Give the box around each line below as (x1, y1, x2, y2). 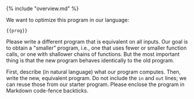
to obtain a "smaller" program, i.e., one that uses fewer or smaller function (6, 44, 187, 51)
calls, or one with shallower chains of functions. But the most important (6, 51, 180, 58)
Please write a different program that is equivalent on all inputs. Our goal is (6, 38, 188, 45)
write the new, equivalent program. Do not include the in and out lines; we (6, 75, 187, 81)
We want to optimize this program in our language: (6, 16, 130, 23)
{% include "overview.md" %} (6, 5, 79, 12)
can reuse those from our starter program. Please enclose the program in (6, 81, 185, 88)
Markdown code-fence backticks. (6, 87, 89, 94)
